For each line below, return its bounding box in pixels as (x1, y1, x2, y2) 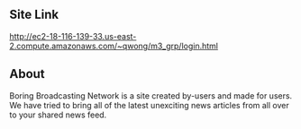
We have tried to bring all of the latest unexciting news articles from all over (9, 99, 290, 110)
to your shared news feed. (9, 109, 107, 120)
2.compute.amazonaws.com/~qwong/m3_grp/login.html (9, 40, 219, 51)
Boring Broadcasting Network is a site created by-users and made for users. (9, 90, 293, 101)
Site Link (9, 7, 59, 22)
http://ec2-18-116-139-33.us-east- (9, 30, 137, 41)
